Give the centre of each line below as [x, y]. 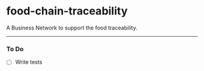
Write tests [29, 62]
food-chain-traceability [67, 11]
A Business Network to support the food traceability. [72, 28]
